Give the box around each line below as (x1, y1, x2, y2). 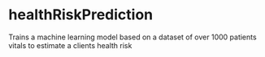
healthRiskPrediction (8, 6, 153, 24)
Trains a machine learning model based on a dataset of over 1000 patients (8, 32, 258, 42)
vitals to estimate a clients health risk (8, 40, 132, 50)
